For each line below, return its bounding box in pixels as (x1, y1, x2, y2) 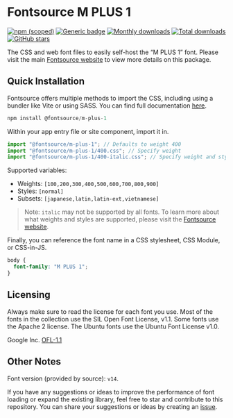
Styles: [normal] (17, 187, 64, 195)
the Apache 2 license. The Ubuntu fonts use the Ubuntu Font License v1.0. (7, 322, 220, 331)
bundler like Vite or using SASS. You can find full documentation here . (7, 101, 207, 110)
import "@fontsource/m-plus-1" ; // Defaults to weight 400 (7, 140, 182, 148)
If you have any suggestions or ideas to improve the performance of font (7, 387, 215, 396)
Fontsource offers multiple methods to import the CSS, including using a (7, 94, 214, 102)
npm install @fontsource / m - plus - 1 (7, 115, 107, 122)
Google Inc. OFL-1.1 (7, 335, 62, 344)
